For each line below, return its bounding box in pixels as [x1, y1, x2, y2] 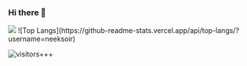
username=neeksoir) [8, 35, 76, 44]
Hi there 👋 [8, 7, 47, 18]
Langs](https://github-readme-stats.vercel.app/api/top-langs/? [36, 26, 240, 35]
